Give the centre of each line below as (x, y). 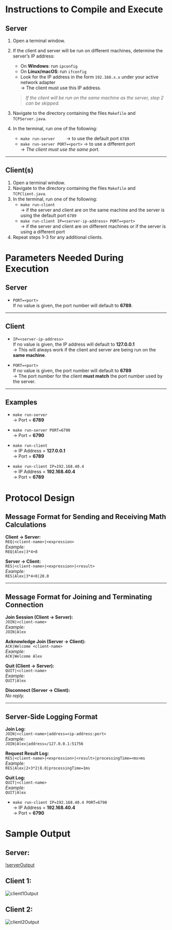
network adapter (38, 82)
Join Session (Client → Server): (39, 617)
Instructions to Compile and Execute (84, 9)
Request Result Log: (27, 754)
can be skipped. (42, 103)
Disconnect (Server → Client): (38, 690)
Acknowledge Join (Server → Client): (46, 642)
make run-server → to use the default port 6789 (75, 138)
